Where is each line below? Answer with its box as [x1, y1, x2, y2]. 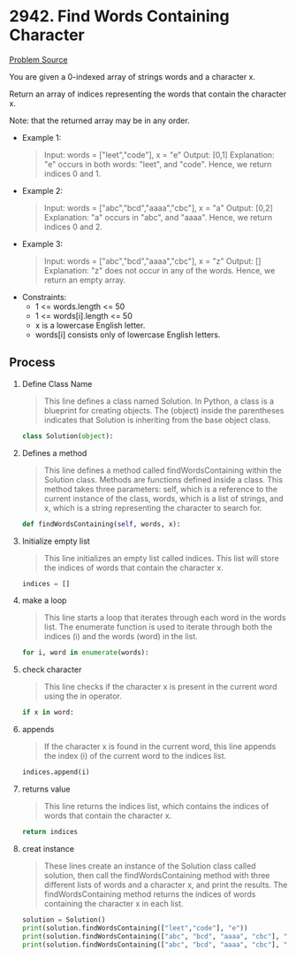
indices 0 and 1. [43, 168, 102, 179]
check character [21, 664, 82, 675]
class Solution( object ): [21, 431, 114, 440]
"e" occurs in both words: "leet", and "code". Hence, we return [43, 158, 272, 169]
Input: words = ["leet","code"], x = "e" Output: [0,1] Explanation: [43, 149, 276, 160]
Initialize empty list [21, 536, 90, 546]
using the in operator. [43, 691, 122, 701]
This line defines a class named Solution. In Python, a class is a [43, 396, 275, 406]
